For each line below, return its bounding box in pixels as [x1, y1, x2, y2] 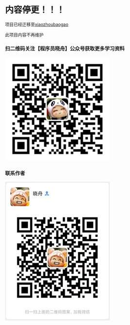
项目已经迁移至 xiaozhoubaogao [5, 21, 69, 27]
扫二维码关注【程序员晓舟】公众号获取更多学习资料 [5, 45, 125, 52]
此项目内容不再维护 [5, 32, 44, 37]
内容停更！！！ [5, 4, 65, 16]
